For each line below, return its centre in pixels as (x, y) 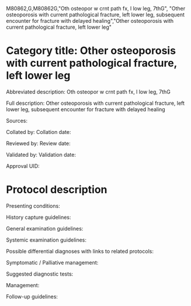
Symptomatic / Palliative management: (52, 262)
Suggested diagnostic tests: (40, 274)
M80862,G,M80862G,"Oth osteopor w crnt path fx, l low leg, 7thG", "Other (96, 8)
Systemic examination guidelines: (46, 240)
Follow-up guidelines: (32, 296)
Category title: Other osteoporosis (91, 51)
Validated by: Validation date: (41, 154)
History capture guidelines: (39, 217)
